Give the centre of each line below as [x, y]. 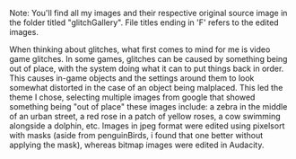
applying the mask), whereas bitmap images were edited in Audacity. [137, 145]
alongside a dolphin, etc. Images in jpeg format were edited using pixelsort [147, 126]
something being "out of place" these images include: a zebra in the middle [148, 106]
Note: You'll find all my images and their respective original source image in [148, 13]
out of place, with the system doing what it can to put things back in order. [147, 68]
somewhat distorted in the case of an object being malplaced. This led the [146, 88]
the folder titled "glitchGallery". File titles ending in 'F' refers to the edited [144, 22]
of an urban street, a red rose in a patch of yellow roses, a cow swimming [145, 116]
